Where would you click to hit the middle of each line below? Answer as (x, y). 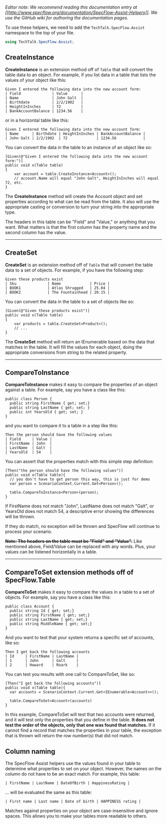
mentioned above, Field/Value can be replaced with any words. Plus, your (80, 547)
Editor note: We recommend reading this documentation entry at (71, 7)
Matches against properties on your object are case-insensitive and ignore (82, 811)
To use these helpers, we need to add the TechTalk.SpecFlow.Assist (75, 27)
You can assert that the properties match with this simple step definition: (80, 462)
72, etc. (14, 182)
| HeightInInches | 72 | (44, 107)
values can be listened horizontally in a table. (51, 552)
